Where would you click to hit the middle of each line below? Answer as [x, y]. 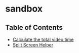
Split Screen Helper [33, 45]
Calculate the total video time [43, 39]
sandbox [24, 9]
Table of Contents [34, 28]
